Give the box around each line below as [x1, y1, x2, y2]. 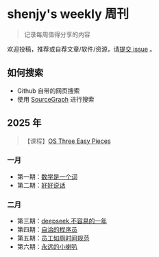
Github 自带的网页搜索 [16, 87, 80, 95]
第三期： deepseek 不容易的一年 [16, 217, 108, 225]
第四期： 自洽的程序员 [16, 225, 77, 234]
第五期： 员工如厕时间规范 [16, 234, 90, 243]
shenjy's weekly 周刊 [7, 6, 129, 22]
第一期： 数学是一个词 [16, 172, 77, 181]
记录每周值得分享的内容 [23, 30, 90, 38]
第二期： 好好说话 [16, 181, 66, 189]
